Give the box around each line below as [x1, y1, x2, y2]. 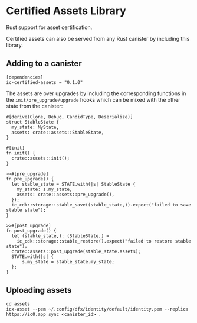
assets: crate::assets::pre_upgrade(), [17, 191, 115, 198]
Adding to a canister [6, 59, 83, 69]
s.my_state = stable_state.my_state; [21, 259, 115, 264]
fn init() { [6, 150, 35, 156]
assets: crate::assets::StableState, [11, 129, 104, 135]
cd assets [6, 301, 31, 307]
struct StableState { [6, 119, 60, 125]
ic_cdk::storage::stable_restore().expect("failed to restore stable [17, 238, 192, 244]
